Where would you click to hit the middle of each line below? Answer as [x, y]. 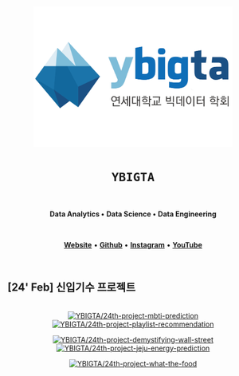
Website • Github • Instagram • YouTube [133, 244]
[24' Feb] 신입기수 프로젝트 [72, 288]
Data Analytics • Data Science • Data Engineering [133, 214]
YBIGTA [133, 178]
